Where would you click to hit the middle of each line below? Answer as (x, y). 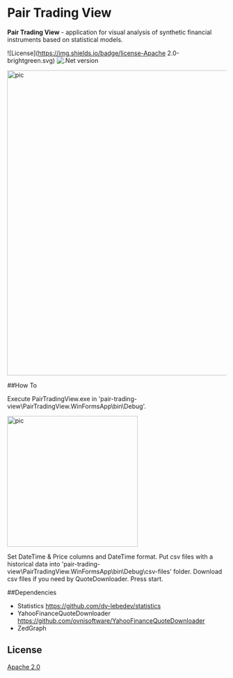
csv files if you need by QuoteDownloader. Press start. (85, 579)
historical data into (34, 564)
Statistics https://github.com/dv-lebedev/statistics (89, 605)
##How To (22, 385)
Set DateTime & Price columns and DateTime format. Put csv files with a (110, 557)
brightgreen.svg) (31, 60)
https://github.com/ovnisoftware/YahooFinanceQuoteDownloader (111, 620)
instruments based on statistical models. (65, 39)
